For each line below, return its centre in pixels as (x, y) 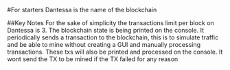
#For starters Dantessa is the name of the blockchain (82, 10)
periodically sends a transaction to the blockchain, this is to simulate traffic (113, 37)
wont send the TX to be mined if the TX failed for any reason (93, 59)
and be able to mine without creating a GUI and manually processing (104, 45)
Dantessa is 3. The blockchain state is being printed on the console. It (106, 30)
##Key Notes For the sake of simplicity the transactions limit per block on (111, 23)
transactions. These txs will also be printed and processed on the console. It (115, 52)
